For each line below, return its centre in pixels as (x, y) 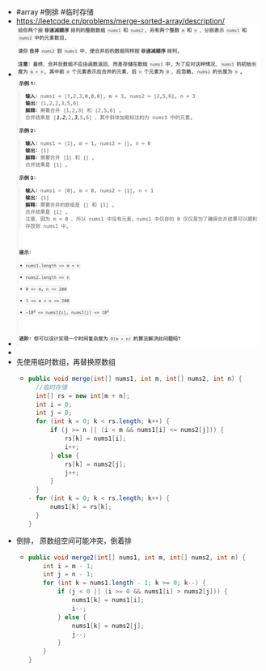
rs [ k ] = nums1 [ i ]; (95, 439)
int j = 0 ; (54, 413)
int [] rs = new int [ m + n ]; (83, 395)
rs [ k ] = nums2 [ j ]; (95, 464)
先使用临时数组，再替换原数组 (65, 361)
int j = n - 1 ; (69, 575)
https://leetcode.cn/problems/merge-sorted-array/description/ (120, 21)
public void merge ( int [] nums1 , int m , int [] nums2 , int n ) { (135, 378)
